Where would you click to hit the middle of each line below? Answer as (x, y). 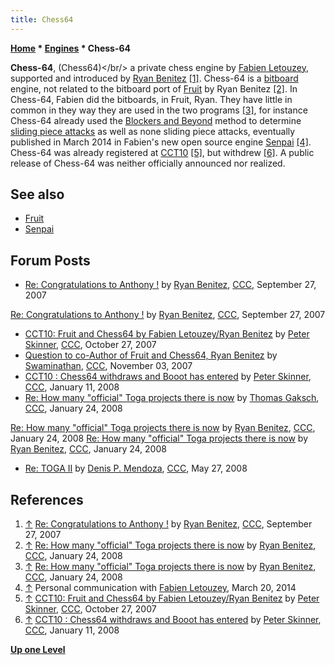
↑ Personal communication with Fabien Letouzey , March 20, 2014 (160, 588)
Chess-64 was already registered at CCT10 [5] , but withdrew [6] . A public (162, 152)
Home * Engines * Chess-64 (71, 48)
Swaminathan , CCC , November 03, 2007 (108, 366)
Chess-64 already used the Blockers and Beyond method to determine (156, 120)
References (47, 499)
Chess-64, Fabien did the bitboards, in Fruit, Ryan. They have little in (151, 99)
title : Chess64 (42, 19)
